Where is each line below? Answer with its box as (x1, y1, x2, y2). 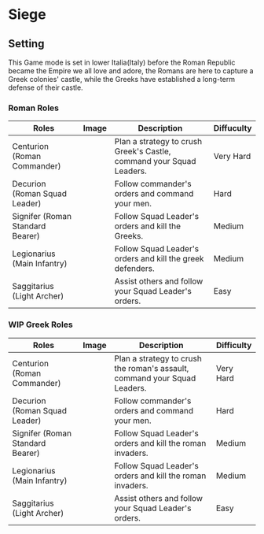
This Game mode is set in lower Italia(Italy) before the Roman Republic (8, 57, 236, 67)
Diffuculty (213, 123, 252, 134)
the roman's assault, (114, 362, 189, 373)
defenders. (114, 263, 155, 274)
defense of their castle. (8, 83, 84, 92)
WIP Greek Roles (8, 319, 73, 330)
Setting (8, 37, 45, 50)
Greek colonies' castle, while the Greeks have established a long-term (8, 75, 236, 83)
